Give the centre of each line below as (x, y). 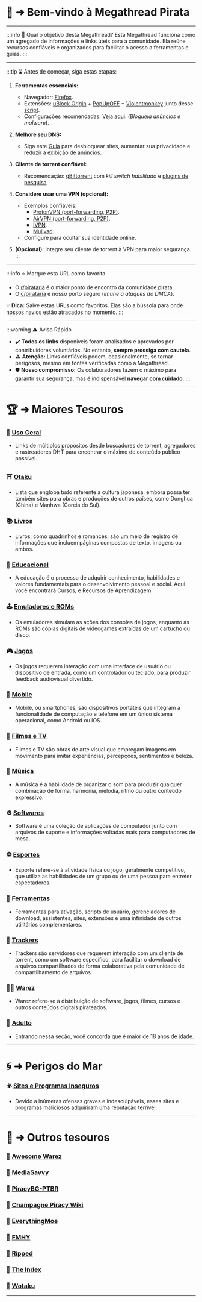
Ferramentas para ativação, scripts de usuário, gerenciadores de (95, 912)
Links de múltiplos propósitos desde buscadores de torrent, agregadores (105, 446)
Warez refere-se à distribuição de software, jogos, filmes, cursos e (97, 1001)
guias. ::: (17, 54)
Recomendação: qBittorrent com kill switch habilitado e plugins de (106, 176)
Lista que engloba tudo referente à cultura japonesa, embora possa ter (103, 492)
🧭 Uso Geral (24, 433)
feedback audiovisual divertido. (54, 679)
